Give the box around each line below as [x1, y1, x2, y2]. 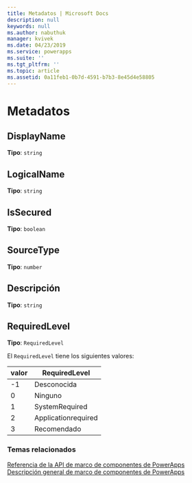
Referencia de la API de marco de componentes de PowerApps [7, 460, 185, 469]
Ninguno [34, 391, 62, 401]
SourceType [7, 245, 60, 256]
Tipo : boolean [7, 225, 46, 233]
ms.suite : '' [7, 55, 45, 62]
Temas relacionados [7, 445, 77, 454]
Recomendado [34, 424, 82, 434]
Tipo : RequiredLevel [7, 338, 64, 347]
